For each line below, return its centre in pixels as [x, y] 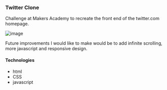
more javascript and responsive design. [46, 49]
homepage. [17, 24]
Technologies [20, 60]
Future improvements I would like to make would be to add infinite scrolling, [84, 43]
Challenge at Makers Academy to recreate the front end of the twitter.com [82, 19]
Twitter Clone [22, 8]
